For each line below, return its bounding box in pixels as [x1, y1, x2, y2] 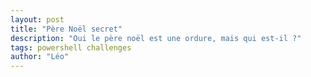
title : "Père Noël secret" [10, 24, 123, 34]
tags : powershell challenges [10, 42, 132, 53]
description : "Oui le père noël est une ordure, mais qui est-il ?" [10, 33, 302, 43]
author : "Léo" [10, 52, 70, 62]
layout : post [10, 14, 65, 25]
